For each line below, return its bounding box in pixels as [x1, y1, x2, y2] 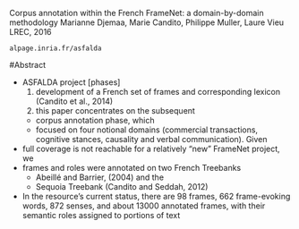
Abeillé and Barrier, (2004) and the [35, 172, 164, 182]
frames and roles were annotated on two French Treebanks [21, 163, 242, 173]
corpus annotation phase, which [35, 115, 155, 125]
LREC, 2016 [9, 27, 52, 37]
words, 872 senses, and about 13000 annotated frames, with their [21, 200, 266, 211]
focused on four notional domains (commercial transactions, [35, 124, 258, 135]
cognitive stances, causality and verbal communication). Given [35, 134, 268, 144]
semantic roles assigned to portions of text [21, 210, 181, 220]
